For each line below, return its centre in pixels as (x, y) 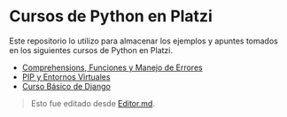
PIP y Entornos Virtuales (66, 76)
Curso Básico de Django (66, 86)
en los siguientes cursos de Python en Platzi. (91, 50)
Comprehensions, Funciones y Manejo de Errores (112, 67)
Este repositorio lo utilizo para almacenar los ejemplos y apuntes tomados (144, 41)
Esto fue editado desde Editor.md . (93, 103)
